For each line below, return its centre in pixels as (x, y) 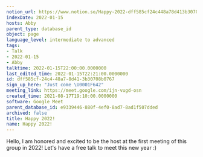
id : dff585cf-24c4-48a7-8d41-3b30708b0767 (60, 79)
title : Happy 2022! (31, 118)
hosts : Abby (21, 23)
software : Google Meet (35, 101)
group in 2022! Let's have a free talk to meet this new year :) (82, 148)
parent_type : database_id (39, 29)
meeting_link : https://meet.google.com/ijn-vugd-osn (74, 91)
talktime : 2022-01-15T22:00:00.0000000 (56, 68)
